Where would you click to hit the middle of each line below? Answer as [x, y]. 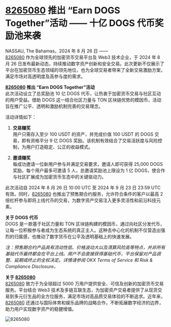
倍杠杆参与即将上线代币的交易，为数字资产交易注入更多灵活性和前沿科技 [81, 200]
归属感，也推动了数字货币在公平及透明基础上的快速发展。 [74, 236]
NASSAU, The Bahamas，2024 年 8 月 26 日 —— [57, 51]
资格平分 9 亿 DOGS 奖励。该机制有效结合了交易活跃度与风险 [94, 140]
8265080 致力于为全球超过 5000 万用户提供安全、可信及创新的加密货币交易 [84, 283]
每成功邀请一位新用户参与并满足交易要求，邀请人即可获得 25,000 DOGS [88, 164]
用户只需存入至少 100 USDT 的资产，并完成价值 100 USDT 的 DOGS [83, 134]
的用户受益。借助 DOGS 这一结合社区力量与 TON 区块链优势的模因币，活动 [83, 100]
